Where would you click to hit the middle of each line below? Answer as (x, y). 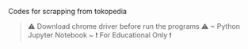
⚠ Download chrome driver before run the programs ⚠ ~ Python (134, 26)
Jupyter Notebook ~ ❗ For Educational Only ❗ (99, 35)
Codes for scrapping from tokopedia (67, 11)
